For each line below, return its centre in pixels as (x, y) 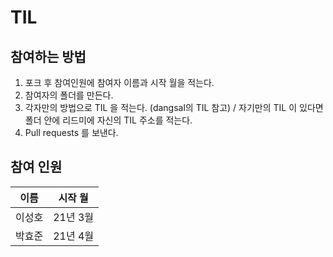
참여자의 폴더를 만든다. (69, 95)
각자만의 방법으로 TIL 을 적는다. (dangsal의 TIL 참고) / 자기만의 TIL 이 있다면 (174, 107)
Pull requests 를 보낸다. (71, 132)
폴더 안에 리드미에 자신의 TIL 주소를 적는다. (108, 120)
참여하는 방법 (48, 56)
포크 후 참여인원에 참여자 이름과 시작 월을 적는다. (119, 82)
